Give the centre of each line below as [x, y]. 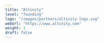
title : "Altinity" [24, 10]
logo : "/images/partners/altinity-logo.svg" [52, 19]
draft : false [19, 33]
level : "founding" [24, 14]
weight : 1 [15, 28]
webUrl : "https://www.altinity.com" [43, 23]
